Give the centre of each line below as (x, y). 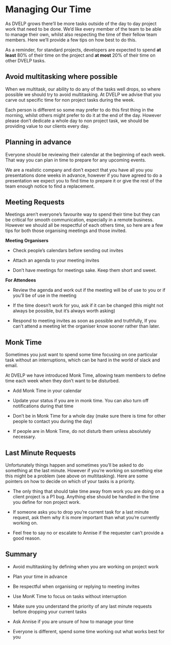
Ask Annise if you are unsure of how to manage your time (73, 621)
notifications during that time (43, 406)
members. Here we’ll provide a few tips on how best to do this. (71, 40)
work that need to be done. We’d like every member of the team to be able (83, 29)
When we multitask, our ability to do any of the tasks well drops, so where (83, 89)
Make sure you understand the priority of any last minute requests (82, 606)
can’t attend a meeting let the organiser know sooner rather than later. (86, 326)
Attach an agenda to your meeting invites (56, 260)
